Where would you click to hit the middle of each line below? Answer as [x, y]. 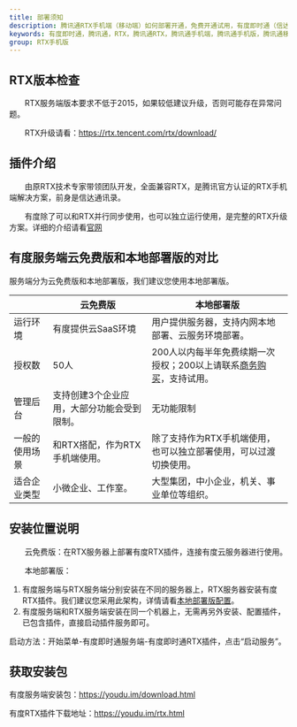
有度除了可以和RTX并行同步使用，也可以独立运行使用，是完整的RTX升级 [156, 216]
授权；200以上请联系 [196, 365]
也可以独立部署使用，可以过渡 [213, 451]
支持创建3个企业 [87, 394]
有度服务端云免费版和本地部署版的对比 [114, 258]
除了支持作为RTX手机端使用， [213, 438]
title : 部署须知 [36, 17]
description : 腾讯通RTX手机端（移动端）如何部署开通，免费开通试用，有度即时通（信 [146, 26]
